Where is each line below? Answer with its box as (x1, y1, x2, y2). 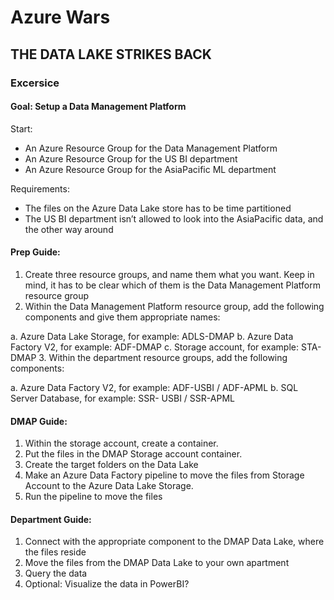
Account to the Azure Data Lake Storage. (24, 480, 194, 492)
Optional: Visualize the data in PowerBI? (24, 578, 190, 590)
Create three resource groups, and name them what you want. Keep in (24, 268, 315, 280)
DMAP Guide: (10, 415, 68, 427)
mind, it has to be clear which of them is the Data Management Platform (24, 279, 321, 291)
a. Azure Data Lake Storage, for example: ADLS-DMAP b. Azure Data (10, 330, 294, 342)
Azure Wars (10, 6, 111, 29)
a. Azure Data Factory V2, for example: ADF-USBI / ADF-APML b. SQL (10, 381, 299, 393)
